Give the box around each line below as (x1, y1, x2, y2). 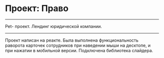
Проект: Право (5, 3, 69, 14)
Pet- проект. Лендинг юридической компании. (5, 23, 102, 29)
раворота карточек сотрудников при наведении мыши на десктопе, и (5, 42, 151, 48)
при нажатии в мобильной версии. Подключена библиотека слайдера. (5, 47, 153, 53)
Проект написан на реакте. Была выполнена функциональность (5, 37, 139, 43)
